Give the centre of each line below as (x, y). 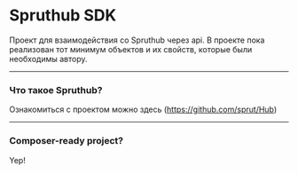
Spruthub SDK (63, 16)
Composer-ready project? (67, 141)
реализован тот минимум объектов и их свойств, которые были (131, 49)
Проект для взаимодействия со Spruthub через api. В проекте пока (137, 40)
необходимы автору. (48, 59)
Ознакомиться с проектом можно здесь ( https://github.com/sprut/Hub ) (143, 110)
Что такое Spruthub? (56, 90)
